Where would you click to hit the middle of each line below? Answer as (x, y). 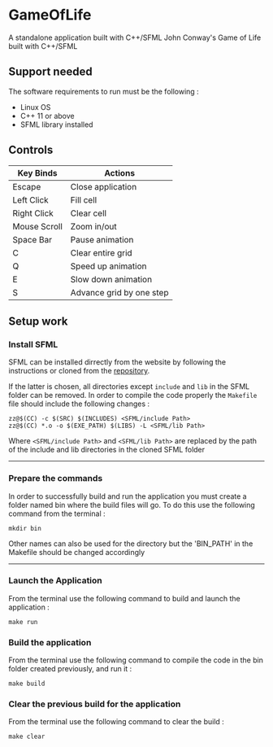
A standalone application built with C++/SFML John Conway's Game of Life (135, 37)
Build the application (50, 642)
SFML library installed (56, 124)
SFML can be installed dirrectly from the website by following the (117, 362)
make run (23, 622)
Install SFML (33, 344)
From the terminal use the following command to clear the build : (117, 722)
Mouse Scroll (38, 226)
